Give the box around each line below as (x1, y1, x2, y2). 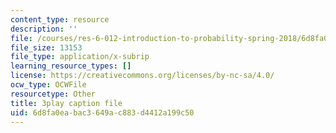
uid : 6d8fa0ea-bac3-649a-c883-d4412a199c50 (10, 107, 195, 118)
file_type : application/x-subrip (10, 52, 150, 62)
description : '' (10, 24, 78, 34)
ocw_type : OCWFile (10, 80, 87, 90)
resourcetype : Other (10, 89, 97, 99)
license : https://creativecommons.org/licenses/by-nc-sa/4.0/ (10, 71, 275, 81)
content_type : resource (10, 14, 110, 25)
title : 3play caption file (10, 98, 123, 108)
